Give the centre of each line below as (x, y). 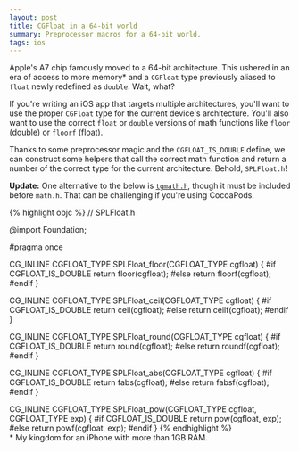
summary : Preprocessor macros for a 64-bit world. (105, 34)
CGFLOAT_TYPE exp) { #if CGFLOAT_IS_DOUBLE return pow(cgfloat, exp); (146, 419)
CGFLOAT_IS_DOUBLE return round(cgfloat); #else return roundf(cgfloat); (145, 346)
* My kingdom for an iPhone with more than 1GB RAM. (108, 438)
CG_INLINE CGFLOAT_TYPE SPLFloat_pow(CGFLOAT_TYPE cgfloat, (133, 409)
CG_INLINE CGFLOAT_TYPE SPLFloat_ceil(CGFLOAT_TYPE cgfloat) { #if (141, 300)
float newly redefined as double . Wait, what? (92, 86)
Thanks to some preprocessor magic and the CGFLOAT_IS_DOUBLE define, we (147, 150)
